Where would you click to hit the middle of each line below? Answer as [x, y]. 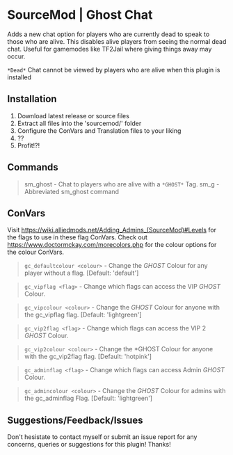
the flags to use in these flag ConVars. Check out [78, 237]
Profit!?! [29, 145]
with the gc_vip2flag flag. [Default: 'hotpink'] [88, 357]
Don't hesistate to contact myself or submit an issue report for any [102, 437]
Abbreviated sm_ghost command [72, 191]
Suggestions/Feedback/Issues [75, 420]
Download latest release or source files [73, 115]
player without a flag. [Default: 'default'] [81, 273]
